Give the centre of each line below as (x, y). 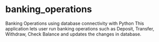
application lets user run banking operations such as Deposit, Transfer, (80, 28)
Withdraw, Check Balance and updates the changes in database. (73, 34)
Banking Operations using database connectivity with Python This (75, 23)
